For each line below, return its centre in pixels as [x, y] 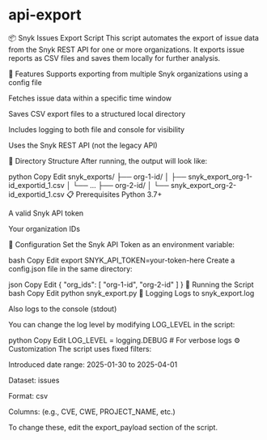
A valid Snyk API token [46, 213]
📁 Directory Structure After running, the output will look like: [108, 160]
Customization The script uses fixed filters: [80, 348]
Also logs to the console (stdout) [63, 309]
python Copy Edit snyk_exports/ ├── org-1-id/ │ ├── [97, 177]
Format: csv [28, 395]
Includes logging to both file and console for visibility [96, 129]
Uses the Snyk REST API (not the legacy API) [83, 145]
